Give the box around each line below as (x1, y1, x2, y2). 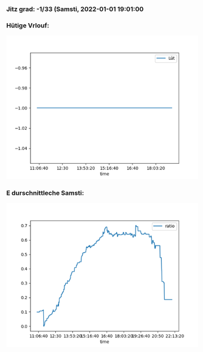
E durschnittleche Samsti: (6, 189, 84, 197)
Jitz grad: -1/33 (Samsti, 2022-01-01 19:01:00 (6, 5, 144, 13)
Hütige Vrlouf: (6, 21, 50, 29)
